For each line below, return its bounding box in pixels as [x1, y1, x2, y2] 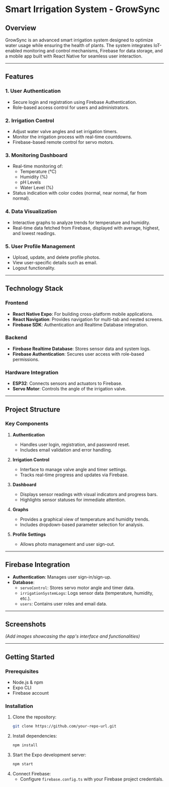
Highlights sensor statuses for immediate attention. [20, 496, 126, 502]
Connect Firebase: [12, 771, 51, 777]
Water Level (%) [20, 185, 54, 191]
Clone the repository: [12, 714, 57, 720]
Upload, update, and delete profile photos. [12, 254, 101, 260]
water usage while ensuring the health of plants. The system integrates [5, 42, 152, 48]
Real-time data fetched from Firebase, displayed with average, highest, [12, 224, 160, 231]
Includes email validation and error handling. [20, 446, 112, 453]
